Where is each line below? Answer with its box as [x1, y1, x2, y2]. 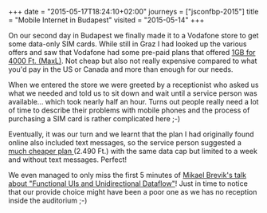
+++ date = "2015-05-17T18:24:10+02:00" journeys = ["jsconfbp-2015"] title [8, 7, 259, 16]
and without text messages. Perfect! [8, 155, 128, 164]
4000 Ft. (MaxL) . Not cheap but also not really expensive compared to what [8, 56, 257, 65]
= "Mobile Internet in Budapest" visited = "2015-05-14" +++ [8, 15, 205, 25]
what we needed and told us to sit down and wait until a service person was [8, 89, 257, 98]
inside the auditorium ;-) [8, 195, 88, 205]
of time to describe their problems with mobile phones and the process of [8, 105, 250, 115]
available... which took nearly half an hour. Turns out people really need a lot [8, 97, 259, 106]
